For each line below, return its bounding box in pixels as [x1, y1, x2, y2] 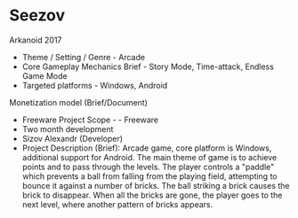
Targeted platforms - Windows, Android [21, 80, 168, 90]
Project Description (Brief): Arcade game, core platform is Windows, [21, 143, 272, 153]
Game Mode [21, 70, 68, 81]
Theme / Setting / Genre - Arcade [21, 51, 145, 62]
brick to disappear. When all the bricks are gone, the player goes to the [21, 190, 283, 200]
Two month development [21, 123, 114, 134]
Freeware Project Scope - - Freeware [21, 114, 158, 125]
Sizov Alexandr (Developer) [21, 133, 123, 144]
